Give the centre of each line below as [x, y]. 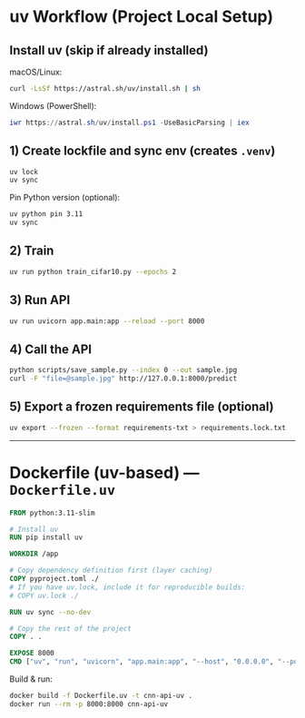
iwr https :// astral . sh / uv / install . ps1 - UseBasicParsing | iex [129, 123]
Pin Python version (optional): [65, 198]
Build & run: [31, 679]
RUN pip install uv [46, 537]
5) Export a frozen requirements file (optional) [142, 407]
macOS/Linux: [36, 72]
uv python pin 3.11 [46, 214]
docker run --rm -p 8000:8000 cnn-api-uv [89, 704]
